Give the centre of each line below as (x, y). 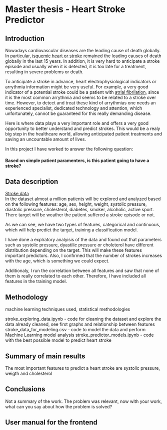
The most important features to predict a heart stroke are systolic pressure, (83, 368)
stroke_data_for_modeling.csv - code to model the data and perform (75, 330)
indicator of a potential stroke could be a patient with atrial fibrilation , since (82, 92)
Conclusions (25, 389)
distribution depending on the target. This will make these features (74, 250)
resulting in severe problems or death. (44, 72)
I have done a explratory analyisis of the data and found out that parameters (83, 240)
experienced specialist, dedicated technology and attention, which (74, 108)
